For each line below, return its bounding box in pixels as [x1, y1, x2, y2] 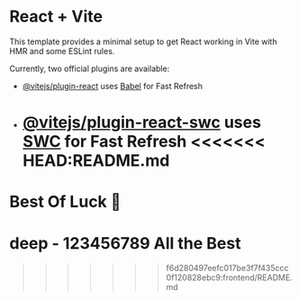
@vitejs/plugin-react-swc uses [22, 113, 261, 132]
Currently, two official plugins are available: [9, 63, 170, 74]
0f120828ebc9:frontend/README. [166, 272, 293, 283]
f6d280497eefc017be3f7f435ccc [166, 263, 290, 274]
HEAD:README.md [22, 150, 170, 171]
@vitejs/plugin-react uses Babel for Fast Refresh [22, 80, 204, 91]
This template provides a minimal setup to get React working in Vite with [9, 36, 277, 47]
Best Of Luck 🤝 [9, 192, 122, 213]
